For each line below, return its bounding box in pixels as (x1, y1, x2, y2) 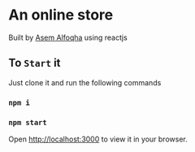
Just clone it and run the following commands (8, 77, 162, 87)
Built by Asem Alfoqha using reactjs (8, 33, 128, 42)
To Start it (8, 56, 61, 70)
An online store (8, 6, 114, 24)
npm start (8, 118, 47, 127)
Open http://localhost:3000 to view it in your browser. (8, 134, 188, 144)
